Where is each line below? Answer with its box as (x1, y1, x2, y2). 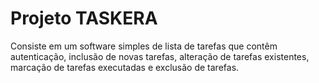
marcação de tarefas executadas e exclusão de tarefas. (10, 61, 240, 73)
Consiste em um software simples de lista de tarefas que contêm (10, 40, 278, 52)
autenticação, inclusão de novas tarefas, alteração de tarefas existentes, (10, 50, 310, 62)
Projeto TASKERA (10, 7, 158, 30)
